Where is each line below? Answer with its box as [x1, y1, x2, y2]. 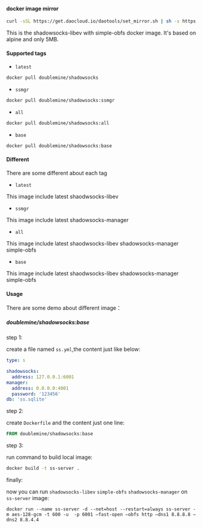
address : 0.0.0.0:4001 [11, 385, 69, 391]
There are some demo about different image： [6, 304, 122, 312]
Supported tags [6, 49, 47, 57]
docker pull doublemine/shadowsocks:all [6, 120, 110, 127]
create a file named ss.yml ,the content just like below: [6, 346, 141, 353]
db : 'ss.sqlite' [6, 396, 47, 403]
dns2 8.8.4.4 [6, 517, 39, 523]
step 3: [6, 442, 24, 449]
